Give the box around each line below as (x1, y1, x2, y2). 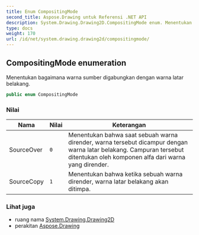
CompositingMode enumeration (6, 58, 127, 68)
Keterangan (112, 121, 146, 129)
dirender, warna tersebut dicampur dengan (68, 138, 188, 146)
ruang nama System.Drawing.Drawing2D (14, 216, 114, 223)
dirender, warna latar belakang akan (68, 177, 169, 185)
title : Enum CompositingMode (6, 8, 78, 15)
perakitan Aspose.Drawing (14, 223, 80, 230)
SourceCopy (9, 177, 44, 185)
